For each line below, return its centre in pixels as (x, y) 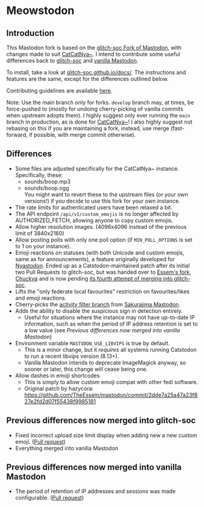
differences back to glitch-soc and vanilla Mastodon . (72, 61)
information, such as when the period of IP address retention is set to (111, 324)
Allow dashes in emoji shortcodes (58, 376)
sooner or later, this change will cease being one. (86, 369)
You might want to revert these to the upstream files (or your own (106, 194)
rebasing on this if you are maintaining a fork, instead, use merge (88, 128)
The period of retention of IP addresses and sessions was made (95, 491)
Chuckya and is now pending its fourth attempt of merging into (94, 278)
